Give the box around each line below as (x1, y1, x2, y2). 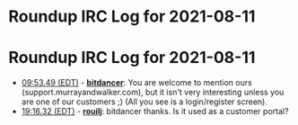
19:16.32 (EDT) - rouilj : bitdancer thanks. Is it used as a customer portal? (21, 106, 289, 117)
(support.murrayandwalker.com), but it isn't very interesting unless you (21, 87, 285, 98)
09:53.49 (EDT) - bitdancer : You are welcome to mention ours (21, 77, 252, 88)
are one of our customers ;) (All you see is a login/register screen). (21, 96, 268, 107)
